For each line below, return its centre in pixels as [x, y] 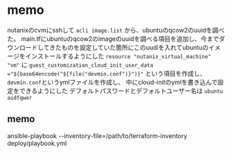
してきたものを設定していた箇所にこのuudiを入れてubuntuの [123, 47]
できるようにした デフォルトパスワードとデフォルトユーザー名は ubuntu [121, 91]
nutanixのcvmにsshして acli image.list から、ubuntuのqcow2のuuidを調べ [116, 30]
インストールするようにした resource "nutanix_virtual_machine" [118, 56]
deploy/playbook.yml [37, 143]
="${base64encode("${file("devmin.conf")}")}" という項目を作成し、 [107, 73]
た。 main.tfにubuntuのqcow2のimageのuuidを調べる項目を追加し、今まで [113, 38]
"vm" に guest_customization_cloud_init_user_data [80, 65]
